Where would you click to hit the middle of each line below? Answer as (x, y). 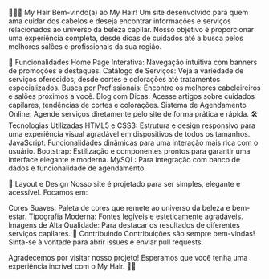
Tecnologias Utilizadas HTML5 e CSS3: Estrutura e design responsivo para (132, 125)
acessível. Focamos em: (48, 192)
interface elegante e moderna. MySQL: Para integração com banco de (124, 160)
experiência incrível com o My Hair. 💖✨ (72, 266)
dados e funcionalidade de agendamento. (77, 168)
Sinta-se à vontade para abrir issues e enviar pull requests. (106, 242)
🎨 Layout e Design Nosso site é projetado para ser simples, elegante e (124, 184)
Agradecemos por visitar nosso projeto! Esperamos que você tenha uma (128, 258)
